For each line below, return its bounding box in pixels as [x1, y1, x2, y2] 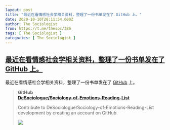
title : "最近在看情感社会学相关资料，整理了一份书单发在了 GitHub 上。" [5, 12, 142, 17]
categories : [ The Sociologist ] [5, 36, 76, 41]
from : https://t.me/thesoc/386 [5, 26, 71, 31]
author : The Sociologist [5, 21, 58, 27]
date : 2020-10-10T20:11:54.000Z [5, 17, 73, 22]
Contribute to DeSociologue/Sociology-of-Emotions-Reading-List [17, 104, 154, 110]
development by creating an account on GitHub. [17, 109, 118, 116]
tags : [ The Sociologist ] [5, 31, 62, 36]
